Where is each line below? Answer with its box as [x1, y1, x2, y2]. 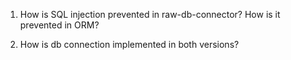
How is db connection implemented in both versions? [19, 39, 240, 50]
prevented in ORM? [19, 19, 100, 31]
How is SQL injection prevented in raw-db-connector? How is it [19, 9, 281, 20]
